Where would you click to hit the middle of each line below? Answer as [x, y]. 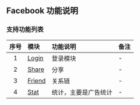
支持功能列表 [25, 30]
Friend [37, 80]
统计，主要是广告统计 [82, 92]
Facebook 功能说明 [42, 11]
